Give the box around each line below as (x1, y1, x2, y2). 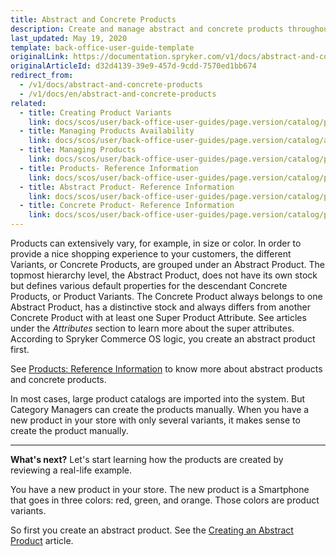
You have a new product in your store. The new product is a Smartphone (10, 484, 310, 495)
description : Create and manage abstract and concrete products (10, 24, 284, 34)
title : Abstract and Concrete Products (10, 14, 177, 25)
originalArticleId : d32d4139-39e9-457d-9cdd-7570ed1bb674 (10, 61, 257, 71)
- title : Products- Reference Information (19, 163, 199, 173)
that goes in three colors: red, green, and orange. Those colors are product (10, 494, 320, 506)
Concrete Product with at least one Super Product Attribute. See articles (10, 312, 307, 323)
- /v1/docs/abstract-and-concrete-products (19, 80, 203, 90)
